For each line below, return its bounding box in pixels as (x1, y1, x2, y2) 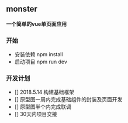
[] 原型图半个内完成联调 (14, 103, 71, 110)
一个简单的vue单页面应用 (6, 20, 67, 28)
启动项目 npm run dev (14, 58, 67, 66)
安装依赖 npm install (14, 51, 63, 58)
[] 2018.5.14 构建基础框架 (14, 88, 75, 95)
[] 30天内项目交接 (14, 111, 57, 118)
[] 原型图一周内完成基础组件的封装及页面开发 (14, 96, 123, 103)
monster (6, 4, 38, 14)
